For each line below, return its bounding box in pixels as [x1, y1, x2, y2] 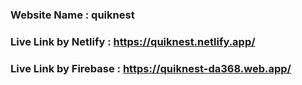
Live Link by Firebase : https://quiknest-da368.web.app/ [10, 61, 292, 75]
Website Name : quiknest [10, 8, 135, 22]
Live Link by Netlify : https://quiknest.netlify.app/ [10, 34, 256, 48]
